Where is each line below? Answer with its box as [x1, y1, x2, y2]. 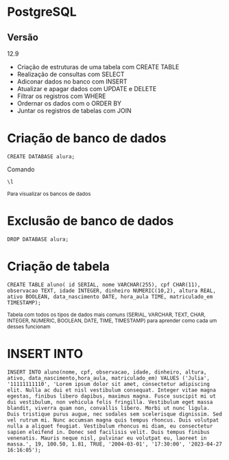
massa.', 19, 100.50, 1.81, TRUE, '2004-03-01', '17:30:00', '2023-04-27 [7, 440, 223, 448]
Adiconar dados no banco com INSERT [16, 77, 128, 86]
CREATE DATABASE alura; [7, 153, 75, 160]
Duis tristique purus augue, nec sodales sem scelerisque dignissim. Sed [7, 411, 223, 417]
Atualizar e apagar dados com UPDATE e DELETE [16, 85, 157, 93]
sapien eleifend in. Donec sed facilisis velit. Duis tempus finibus [7, 428, 210, 435]
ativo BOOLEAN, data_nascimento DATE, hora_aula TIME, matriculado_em [7, 293, 213, 300]
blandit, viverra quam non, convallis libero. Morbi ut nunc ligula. [7, 404, 210, 411]
